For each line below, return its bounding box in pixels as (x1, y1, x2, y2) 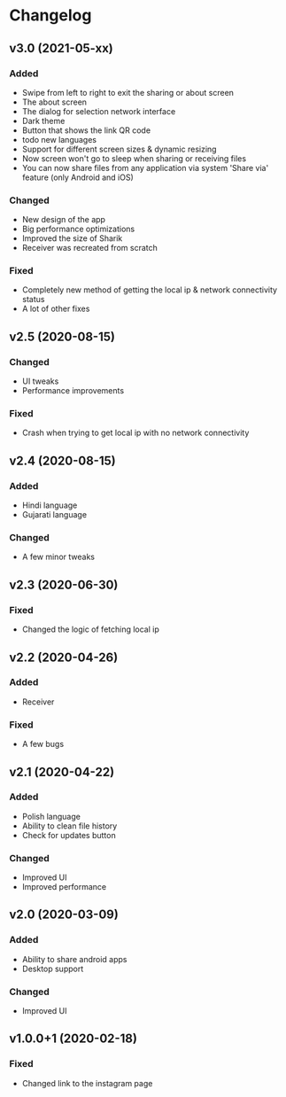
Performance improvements (21, 385, 125, 396)
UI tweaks (21, 376, 59, 386)
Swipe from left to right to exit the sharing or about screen (21, 87, 235, 97)
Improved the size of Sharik (21, 233, 123, 244)
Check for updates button (21, 829, 117, 840)
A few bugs (21, 739, 65, 750)
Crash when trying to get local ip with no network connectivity (21, 427, 250, 439)
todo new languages (21, 134, 97, 144)
